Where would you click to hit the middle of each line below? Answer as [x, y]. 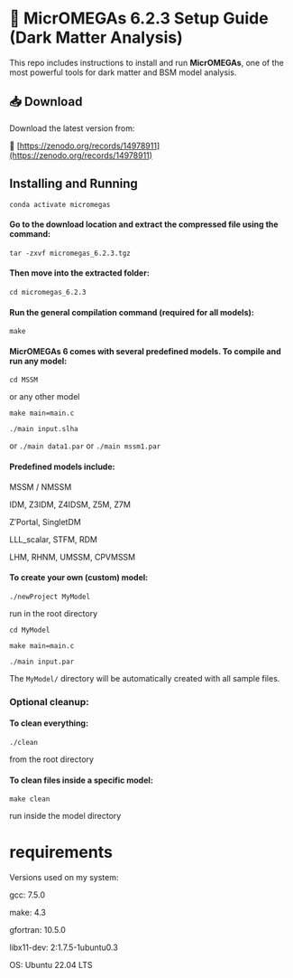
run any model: [38, 361]
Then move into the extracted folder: [80, 273]
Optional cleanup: [49, 701]
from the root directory [52, 759]
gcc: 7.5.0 [27, 895]
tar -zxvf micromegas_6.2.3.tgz [70, 253]
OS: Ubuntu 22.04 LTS [51, 965]
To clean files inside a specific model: [81, 780]
